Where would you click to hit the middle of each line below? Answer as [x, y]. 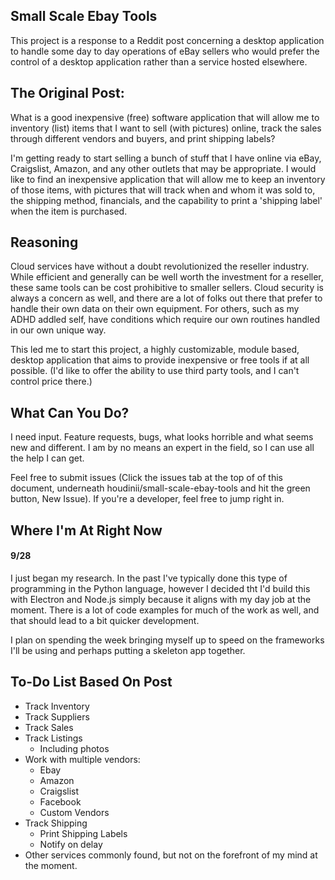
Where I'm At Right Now [86, 530]
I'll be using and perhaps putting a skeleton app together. [128, 650]
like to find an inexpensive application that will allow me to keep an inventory [168, 179]
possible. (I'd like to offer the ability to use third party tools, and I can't [155, 371]
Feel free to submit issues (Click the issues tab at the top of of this [146, 478]
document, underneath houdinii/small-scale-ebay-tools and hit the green [160, 488]
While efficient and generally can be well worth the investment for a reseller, [167, 277]
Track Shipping [56, 823]
